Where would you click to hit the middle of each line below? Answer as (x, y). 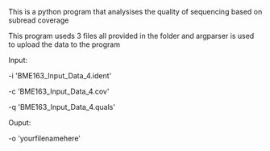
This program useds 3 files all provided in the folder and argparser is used (131, 36)
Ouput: (20, 123)
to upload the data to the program (64, 44)
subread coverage (39, 20)
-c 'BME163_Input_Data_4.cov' (59, 91)
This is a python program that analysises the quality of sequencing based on (135, 12)
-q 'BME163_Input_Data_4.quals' (62, 107)
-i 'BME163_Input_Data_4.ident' (60, 75)
